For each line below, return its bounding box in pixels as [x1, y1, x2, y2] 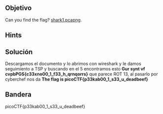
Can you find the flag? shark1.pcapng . [5, 17, 82, 23]
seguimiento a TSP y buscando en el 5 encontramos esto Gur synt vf [5, 66, 145, 72]
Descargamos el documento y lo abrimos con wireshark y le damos [5, 61, 141, 67]
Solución [5, 47, 33, 56]
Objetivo [5, 4, 32, 12]
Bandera [5, 91, 32, 99]
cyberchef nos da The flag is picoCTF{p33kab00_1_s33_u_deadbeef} [5, 76, 148, 82]
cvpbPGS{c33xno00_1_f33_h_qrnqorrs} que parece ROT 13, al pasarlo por [5, 71, 158, 77]
